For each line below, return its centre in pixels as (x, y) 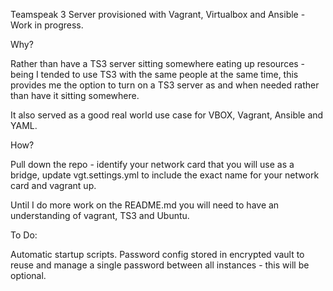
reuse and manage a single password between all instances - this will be (160, 265)
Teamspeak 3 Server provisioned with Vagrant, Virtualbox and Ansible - (158, 14)
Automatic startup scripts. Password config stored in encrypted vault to (157, 254)
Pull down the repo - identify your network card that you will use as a (152, 164)
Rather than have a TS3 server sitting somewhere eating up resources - (158, 63)
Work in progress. (47, 25)
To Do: (24, 235)
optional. (28, 275)
